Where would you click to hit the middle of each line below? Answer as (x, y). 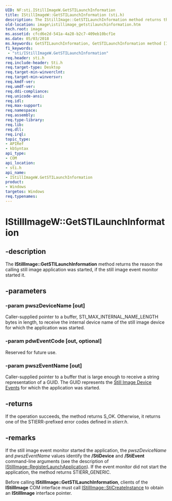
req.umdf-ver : (20, 86)
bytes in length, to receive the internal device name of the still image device (85, 322)
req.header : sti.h (25, 58)
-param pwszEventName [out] (44, 365)
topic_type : (18, 139)
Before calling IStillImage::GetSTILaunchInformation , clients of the (77, 482)
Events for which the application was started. (53, 388)
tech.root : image (24, 29)
